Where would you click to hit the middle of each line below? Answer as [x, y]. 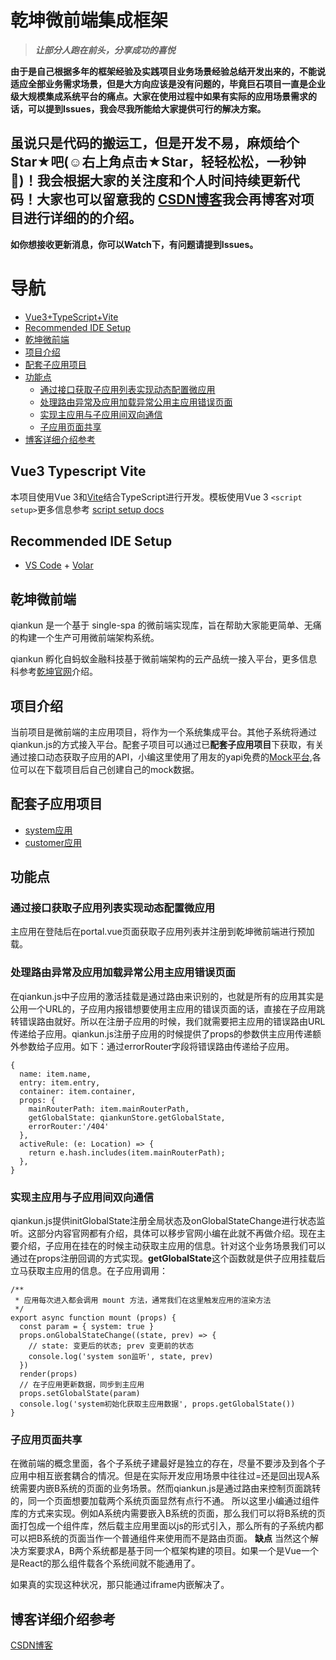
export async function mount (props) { [93, 1318]
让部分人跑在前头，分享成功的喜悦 [105, 50]
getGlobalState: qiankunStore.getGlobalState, [127, 1117]
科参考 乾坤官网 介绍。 [54, 672]
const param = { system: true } [87, 1327]
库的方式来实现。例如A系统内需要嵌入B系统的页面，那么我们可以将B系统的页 [168, 1513]
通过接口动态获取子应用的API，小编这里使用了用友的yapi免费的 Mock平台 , [161, 757]
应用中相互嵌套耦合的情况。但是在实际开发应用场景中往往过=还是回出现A [161, 1476]
